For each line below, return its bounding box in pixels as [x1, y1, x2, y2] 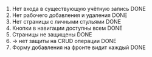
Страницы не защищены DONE [12, 31, 92, 38]
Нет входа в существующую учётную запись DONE [12, 5, 146, 12]
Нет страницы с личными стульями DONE [12, 18, 122, 25]
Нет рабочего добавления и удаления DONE [12, 12, 128, 19]
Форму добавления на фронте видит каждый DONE [12, 44, 146, 51]
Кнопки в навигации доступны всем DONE [12, 24, 123, 32]
